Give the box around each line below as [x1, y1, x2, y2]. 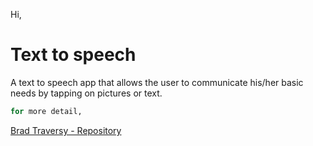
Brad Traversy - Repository [10, 124, 122, 136]
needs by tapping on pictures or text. [10, 87, 163, 99]
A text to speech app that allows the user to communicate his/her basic [10, 76, 304, 88]
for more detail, [10, 106, 83, 116]
